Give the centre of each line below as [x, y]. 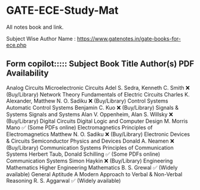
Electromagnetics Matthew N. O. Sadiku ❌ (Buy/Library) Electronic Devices [98, 134]
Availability [27, 73]
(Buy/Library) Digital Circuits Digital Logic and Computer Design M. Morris [97, 121]
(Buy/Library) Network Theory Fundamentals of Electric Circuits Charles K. [98, 94]
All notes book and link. [35, 27]
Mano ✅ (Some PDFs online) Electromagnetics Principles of [79, 127]
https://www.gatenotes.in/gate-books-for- [129, 38]
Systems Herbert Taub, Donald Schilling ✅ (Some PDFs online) [83, 154]
